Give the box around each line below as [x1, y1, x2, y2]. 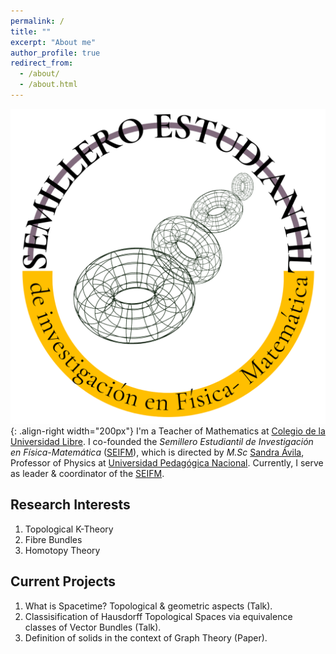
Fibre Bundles [24, 533, 83, 545]
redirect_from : [10, 58, 74, 69]
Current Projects [10, 573, 116, 590]
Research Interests [10, 496, 131, 514]
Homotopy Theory [24, 544, 101, 556]
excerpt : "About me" [10, 37, 97, 47]
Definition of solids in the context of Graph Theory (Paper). [24, 631, 268, 644]
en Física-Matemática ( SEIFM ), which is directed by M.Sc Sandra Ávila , [10, 446, 305, 458]
